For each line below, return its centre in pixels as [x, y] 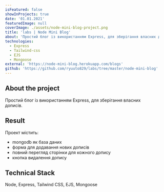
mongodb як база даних [37, 142]
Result [15, 121]
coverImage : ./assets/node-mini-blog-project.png [57, 28]
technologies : [20, 42]
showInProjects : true [27, 14]
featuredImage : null [26, 23]
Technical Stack [30, 173]
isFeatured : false [24, 10]
